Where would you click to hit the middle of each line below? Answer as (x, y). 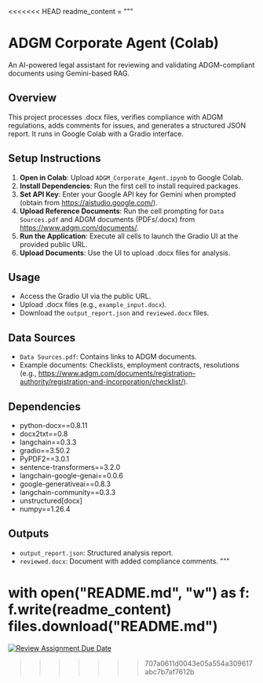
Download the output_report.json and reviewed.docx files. (114, 313)
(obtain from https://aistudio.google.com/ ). (89, 202)
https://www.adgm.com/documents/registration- (117, 374)
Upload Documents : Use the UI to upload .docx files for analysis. (125, 253)
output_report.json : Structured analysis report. (97, 552)
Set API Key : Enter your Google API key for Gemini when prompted (128, 194)
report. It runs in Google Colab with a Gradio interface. (96, 134)
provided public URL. (53, 244)
